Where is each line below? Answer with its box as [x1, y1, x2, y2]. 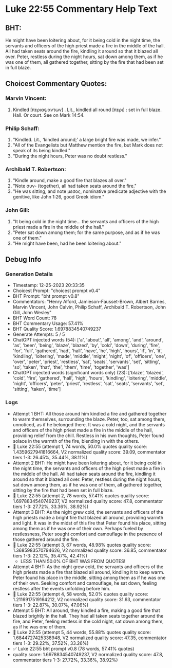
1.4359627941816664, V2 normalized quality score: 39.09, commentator [12, 448, 166, 455]
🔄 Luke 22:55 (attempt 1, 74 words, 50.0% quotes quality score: [12, 443, 147, 449]
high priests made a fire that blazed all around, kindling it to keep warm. [12, 569, 164, 575]
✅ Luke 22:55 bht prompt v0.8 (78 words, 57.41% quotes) [12, 645, 135, 652]
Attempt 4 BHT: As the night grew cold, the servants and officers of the [12, 564, 164, 570]
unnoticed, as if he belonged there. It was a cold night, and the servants [12, 421, 165, 427]
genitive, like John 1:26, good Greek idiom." [12, 194, 105, 200]
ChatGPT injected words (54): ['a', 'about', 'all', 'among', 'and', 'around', [12, 337, 164, 343]
